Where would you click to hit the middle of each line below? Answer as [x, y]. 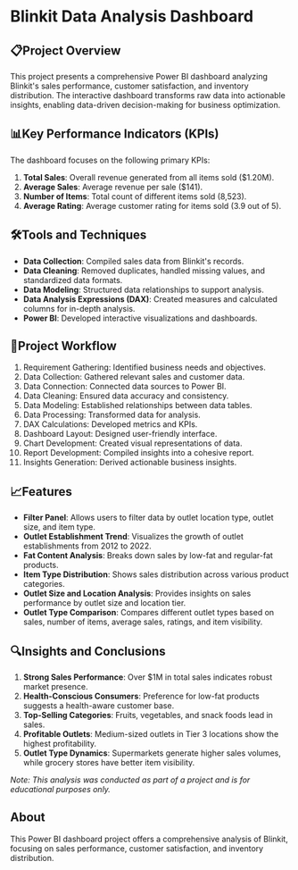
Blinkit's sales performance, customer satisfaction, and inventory [129, 86]
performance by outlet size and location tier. [104, 603]
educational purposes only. [60, 790]
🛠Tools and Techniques [79, 235]
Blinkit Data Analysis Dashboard [132, 17]
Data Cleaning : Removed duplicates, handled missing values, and [144, 271]
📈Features [41, 492]
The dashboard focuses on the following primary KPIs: [110, 160]
